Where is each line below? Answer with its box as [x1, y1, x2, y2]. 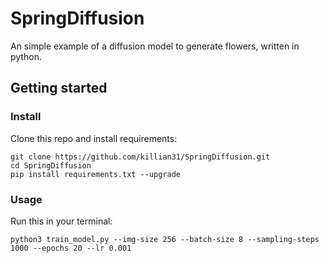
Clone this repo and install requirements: [10, 132, 178, 144]
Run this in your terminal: [10, 215, 113, 227]
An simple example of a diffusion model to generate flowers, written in [10, 40, 300, 52]
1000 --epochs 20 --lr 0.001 [10, 243, 132, 253]
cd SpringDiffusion [10, 160, 92, 171]
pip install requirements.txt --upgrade [10, 169, 182, 179]
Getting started [10, 80, 108, 97]
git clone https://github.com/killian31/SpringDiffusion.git [10, 152, 271, 162]
